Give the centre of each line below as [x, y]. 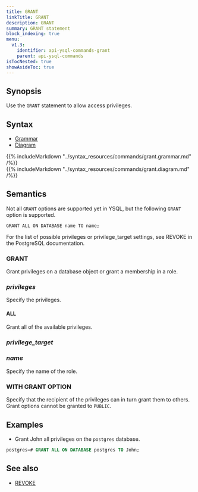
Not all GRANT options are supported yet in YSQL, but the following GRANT [94, 208]
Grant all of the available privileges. [49, 327]
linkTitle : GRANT [28, 17]
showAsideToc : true [30, 67]
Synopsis [24, 91]
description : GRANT [30, 23]
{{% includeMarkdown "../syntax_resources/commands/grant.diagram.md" [98, 169]
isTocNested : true [29, 61]
